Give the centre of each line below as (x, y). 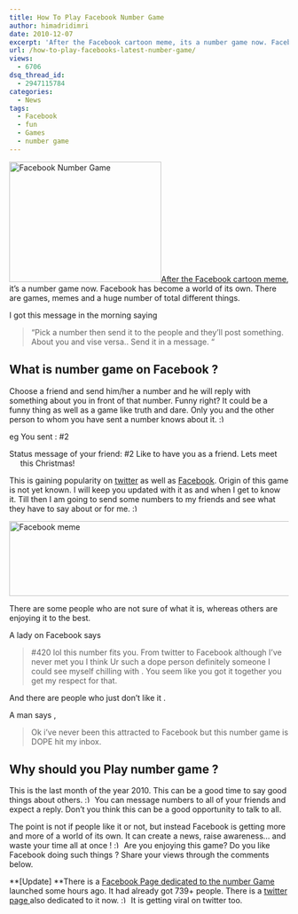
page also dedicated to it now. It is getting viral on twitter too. (126, 901)
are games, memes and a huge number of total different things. (125, 297)
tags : (19, 108)
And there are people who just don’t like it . (87, 697)
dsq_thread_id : (37, 75)
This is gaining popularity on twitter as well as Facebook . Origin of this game (149, 480)
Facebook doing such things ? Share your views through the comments (139, 855)
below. (21, 864)
